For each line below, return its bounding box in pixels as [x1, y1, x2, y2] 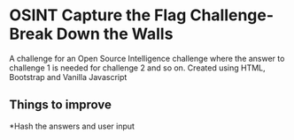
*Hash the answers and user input [9, 121, 135, 131]
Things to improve [9, 98, 112, 113]
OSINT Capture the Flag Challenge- [9, 5, 275, 26]
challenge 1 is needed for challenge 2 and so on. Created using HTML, [9, 63, 266, 73]
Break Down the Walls [9, 24, 174, 44]
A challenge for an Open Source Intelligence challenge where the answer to [9, 53, 285, 63]
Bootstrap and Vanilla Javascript [9, 71, 128, 82]
